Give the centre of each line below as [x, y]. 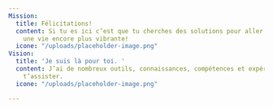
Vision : [22, 54]
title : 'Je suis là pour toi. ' [71, 62]
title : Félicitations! [54, 24]
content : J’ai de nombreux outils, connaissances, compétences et [130, 69]
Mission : [23, 16]
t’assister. [43, 76]
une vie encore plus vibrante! [76, 39]
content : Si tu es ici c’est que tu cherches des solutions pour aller [140, 31]
